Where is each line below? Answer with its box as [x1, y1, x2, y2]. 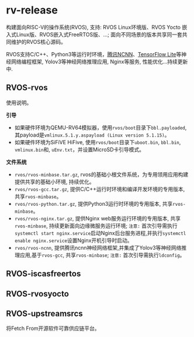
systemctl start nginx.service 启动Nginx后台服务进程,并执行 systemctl [14, 229, 186, 236]
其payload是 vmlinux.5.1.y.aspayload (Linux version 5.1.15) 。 [14, 131, 170, 138]
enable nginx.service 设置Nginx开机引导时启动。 [14, 237, 133, 244]
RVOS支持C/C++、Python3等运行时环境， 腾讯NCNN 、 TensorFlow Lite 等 [6, 50, 182, 57]
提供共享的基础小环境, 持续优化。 [14, 178, 95, 185]
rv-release [6, 4, 58, 17]
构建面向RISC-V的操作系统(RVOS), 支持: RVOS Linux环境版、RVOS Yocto [6, 23, 181, 30]
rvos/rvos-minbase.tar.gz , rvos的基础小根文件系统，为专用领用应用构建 [14, 171, 189, 178]
